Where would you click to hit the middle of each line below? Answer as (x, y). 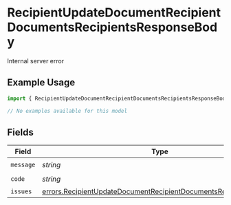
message (23, 164)
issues (21, 192)
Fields (21, 132)
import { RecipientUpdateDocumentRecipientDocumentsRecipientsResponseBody (118, 98)
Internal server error (35, 61)
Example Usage (41, 83)
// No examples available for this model (67, 111)
